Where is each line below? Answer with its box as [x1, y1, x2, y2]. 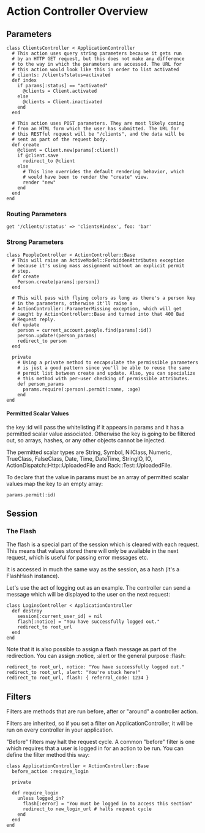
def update [12, 321, 40, 328]
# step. [12, 268, 32, 274]
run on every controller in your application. [6, 726, 114, 733]
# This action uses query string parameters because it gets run [12, 50, 182, 57]
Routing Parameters [6, 209, 67, 218]
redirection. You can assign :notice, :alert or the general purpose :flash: [6, 652, 186, 660]
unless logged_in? [17, 796, 64, 802]
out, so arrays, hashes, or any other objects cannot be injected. [6, 436, 166, 444]
